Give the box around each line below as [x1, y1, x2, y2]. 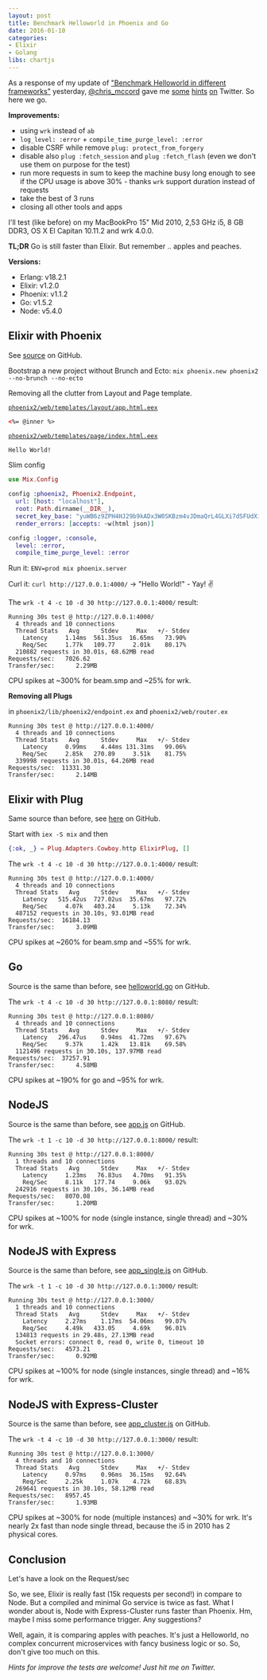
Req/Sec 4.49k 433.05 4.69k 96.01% [22, 1325, 187, 1333]
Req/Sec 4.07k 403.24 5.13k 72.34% [22, 902, 187, 910]
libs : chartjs [8, 57, 56, 65]
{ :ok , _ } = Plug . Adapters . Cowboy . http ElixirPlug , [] [8, 845, 191, 853]
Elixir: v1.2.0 [19, 281, 60, 290]
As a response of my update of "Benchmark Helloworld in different [8, 77, 226, 88]
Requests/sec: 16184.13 [8, 917, 91, 924]
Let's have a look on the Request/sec [8, 1574, 130, 1584]
